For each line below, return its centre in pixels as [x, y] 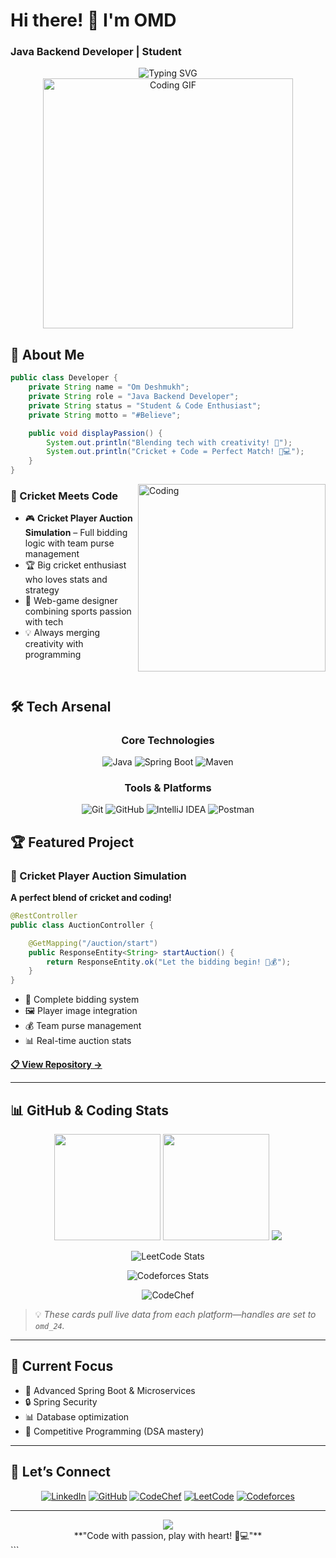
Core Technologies [168, 740]
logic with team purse [69, 543]
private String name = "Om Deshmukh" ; [109, 387]
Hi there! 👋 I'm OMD [93, 20]
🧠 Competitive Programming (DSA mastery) [114, 1431]
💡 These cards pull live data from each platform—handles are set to [175, 1314]
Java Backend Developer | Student [96, 52]
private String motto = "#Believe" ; [105, 415]
